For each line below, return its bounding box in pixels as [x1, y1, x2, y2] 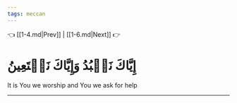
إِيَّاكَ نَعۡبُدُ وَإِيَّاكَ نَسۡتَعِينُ [7, 57, 136, 73]
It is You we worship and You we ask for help [7, 80, 138, 89]
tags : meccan [7, 10, 46, 18]
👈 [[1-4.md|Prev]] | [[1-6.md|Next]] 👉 [7, 30, 121, 39]
